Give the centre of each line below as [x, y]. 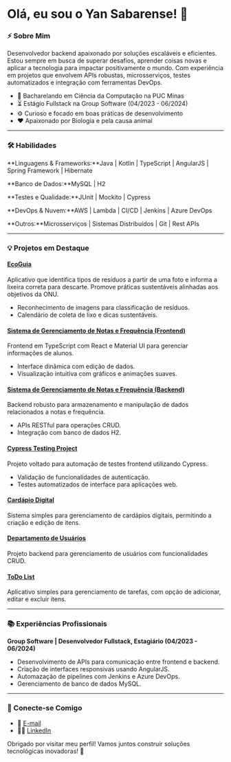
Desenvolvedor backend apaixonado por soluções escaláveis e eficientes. [112, 54]
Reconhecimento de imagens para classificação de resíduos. [103, 307]
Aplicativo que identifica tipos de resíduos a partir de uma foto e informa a [112, 279]
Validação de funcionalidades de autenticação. [83, 477]
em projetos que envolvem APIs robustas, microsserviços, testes [99, 76]
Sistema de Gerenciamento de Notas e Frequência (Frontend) [96, 330]
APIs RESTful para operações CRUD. [69, 425]
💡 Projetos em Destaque [48, 248]
